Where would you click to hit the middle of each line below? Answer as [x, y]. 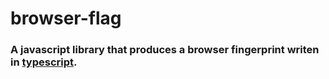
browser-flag [66, 18]
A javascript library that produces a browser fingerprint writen [165, 50]
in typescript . [44, 62]
